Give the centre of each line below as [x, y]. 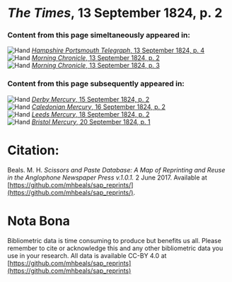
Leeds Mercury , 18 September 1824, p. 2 [91, 114]
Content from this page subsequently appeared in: [96, 84]
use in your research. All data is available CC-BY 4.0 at [87, 255]
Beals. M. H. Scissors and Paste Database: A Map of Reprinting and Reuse [116, 170]
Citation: [33, 150]
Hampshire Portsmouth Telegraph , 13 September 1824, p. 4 [118, 50]
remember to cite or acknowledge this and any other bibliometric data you [115, 248]
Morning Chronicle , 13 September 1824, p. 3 [96, 66]
